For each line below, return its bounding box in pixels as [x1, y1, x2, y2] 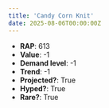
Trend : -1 [19, 66, 50, 76]
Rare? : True [19, 92, 59, 102]
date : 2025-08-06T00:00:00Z [8, 19, 102, 27]
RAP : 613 [19, 41, 50, 50]
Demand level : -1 [19, 58, 77, 68]
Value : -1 [19, 50, 50, 59]
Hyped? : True [19, 83, 66, 93]
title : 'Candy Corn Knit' [8, 11, 94, 20]
